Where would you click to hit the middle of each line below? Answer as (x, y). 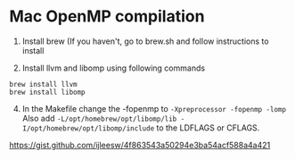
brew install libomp (48, 92)
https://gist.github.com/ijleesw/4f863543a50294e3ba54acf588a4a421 (140, 145)
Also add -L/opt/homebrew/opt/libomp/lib (99, 118)
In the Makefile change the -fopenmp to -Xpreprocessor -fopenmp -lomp (154, 108)
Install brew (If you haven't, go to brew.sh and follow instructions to (145, 41)
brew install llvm (43, 84)
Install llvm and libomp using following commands (114, 68)
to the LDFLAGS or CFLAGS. (208, 128)
